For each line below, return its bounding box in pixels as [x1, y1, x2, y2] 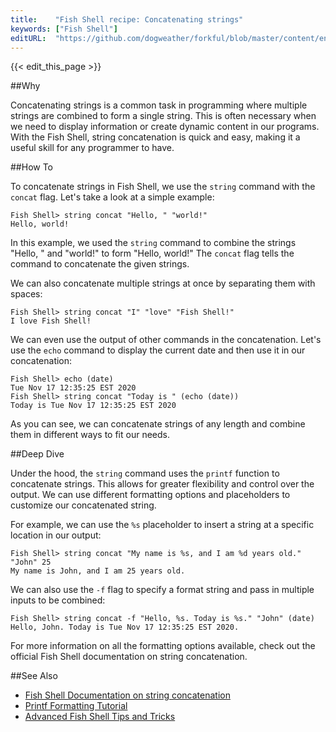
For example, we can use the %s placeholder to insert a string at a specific [10, 519, 315, 531]
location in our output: [10, 529, 102, 541]
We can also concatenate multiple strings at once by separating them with [10, 277, 316, 290]
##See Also [10, 670, 58, 682]
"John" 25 [10, 557, 52, 568]
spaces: [10, 288, 43, 300]
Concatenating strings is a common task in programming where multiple [10, 99, 308, 111]
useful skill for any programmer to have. [10, 142, 175, 154]
